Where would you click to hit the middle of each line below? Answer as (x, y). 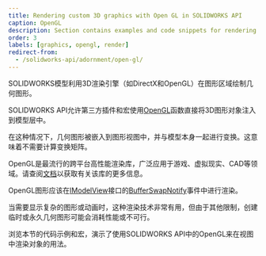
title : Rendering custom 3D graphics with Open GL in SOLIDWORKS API (125, 15)
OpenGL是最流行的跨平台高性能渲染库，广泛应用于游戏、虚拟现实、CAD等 (129, 163)
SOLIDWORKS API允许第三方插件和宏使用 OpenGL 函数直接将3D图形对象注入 (132, 110)
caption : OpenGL (35, 23)
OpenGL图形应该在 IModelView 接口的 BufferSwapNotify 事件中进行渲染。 (125, 190)
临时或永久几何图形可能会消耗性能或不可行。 (81, 217)
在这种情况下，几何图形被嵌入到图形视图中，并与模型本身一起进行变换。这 (129, 136)
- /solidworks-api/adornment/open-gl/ (80, 60)
